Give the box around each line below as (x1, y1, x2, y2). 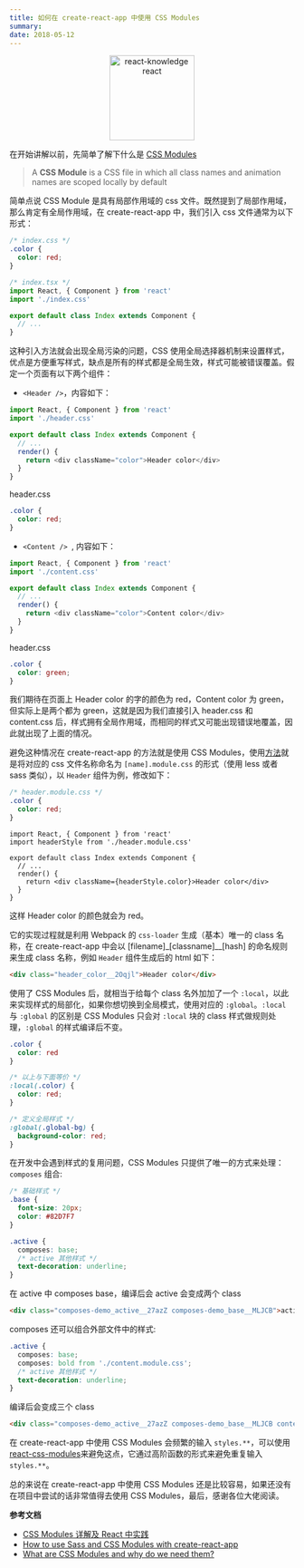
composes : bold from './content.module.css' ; (17, 1359, 193, 1368)
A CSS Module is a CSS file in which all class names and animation (31, 167, 281, 178)
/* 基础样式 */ (9, 1186, 62, 1196)
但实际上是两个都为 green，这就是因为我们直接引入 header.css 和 (9, 705, 253, 716)
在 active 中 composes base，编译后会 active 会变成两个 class (9, 1288, 242, 1299)
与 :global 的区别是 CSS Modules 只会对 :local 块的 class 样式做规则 (9, 1010, 269, 1021)
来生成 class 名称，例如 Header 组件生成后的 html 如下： (9, 952, 218, 963)
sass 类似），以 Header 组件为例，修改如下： (9, 769, 173, 780)
